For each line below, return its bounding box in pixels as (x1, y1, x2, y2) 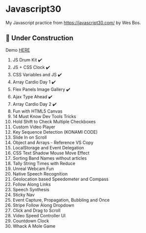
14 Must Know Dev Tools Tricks (12, 113, 76, 119)
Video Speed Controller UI (12, 212, 66, 218)
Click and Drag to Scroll (12, 207, 61, 213)
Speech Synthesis (12, 186, 49, 192)
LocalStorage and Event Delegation (12, 145, 84, 150)
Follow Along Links (12, 181, 51, 187)
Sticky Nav (12, 192, 35, 198)
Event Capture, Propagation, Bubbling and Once (12, 197, 110, 203)
